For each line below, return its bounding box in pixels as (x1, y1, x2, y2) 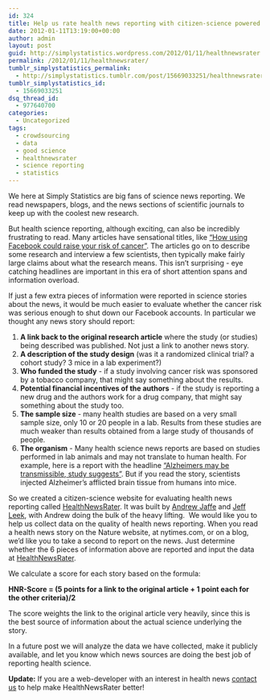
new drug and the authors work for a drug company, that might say (19, 392, 243, 401)
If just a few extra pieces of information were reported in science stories (8, 291, 247, 300)
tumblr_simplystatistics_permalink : (8, 64, 131, 72)
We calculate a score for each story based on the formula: (8, 569, 201, 578)
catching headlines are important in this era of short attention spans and (8, 267, 247, 276)
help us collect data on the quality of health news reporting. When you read (8, 519, 259, 528)
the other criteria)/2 (8, 593, 76, 603)
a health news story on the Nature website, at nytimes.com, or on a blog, (8, 528, 249, 536)
